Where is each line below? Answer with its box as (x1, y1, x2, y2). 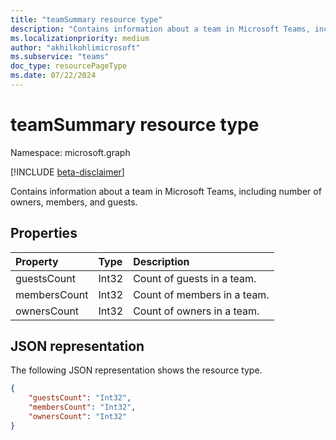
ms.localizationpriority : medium (10, 33, 150, 43)
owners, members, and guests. (10, 196, 138, 208)
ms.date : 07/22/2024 (10, 71, 97, 81)
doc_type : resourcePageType (10, 61, 128, 71)
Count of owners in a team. (133, 304, 260, 318)
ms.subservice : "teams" (10, 52, 110, 62)
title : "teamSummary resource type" (10, 14, 163, 25)
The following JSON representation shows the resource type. (10, 364, 263, 376)
